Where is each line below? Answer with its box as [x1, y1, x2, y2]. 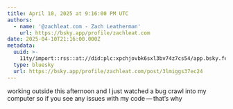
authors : [7, 17, 33, 23]
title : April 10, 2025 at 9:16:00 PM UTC [7, 10, 129, 17]
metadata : [7, 42, 36, 49]
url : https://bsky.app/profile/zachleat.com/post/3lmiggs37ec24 [13, 68, 203, 75]
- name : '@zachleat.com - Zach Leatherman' [13, 23, 141, 30]
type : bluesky [13, 61, 54, 68]
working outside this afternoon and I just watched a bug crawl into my [7, 87, 207, 95]
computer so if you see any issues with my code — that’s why [7, 94, 182, 102]
